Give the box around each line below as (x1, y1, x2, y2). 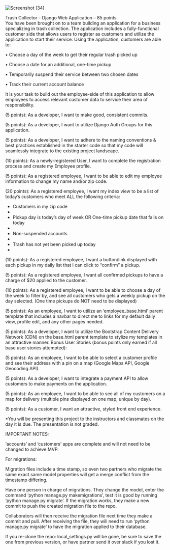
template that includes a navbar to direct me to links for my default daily (5, 313, 156, 319)
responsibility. (5, 102, 35, 108)
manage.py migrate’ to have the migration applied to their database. (5, 524, 147, 530)
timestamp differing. (5, 477, 48, 483)
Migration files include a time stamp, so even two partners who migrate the (5, 466, 162, 472)
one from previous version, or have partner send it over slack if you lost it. (5, 539, 160, 545)
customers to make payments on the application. (5, 381, 108, 387)
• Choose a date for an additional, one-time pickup (5, 62, 112, 67)
